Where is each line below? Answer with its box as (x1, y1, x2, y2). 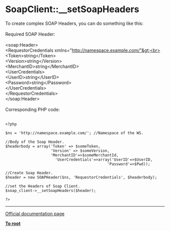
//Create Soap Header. (5, 170, 53, 175)
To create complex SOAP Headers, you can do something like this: (5, 20, 144, 26)
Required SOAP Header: (5, 31, 56, 37)
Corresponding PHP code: (5, 106, 60, 112)
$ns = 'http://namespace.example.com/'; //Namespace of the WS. (5, 130, 144, 135)
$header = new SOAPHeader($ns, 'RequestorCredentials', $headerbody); (5, 175, 157, 180)
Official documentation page (5, 210, 65, 216)
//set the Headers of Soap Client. (5, 183, 80, 188)
